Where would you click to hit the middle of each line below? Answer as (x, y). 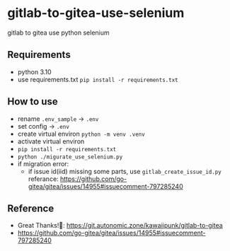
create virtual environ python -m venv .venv (81, 134)
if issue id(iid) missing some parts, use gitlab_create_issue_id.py (125, 171)
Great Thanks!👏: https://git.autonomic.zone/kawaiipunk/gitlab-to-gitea (120, 226)
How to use (33, 101)
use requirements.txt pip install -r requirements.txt (98, 79)
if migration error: (43, 163)
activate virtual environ (51, 141)
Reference (31, 208)
